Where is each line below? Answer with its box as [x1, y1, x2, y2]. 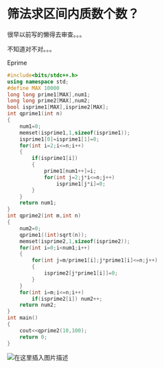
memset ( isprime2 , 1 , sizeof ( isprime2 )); [19, 238, 130, 244]
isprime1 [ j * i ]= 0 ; [56, 180, 106, 187]
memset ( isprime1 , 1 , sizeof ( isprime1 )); [19, 129, 130, 136]
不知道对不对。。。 [7, 45, 56, 53]
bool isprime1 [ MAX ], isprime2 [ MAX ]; [7, 104, 109, 111]
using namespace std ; [7, 78, 69, 85]
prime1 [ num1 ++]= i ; [43, 168, 97, 175]
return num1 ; [19, 200, 57, 207]
